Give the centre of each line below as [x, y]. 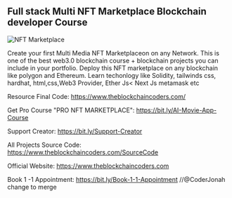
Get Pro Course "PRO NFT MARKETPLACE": [71, 110]
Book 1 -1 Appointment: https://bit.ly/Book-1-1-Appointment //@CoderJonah [116, 179]
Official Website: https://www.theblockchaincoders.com [88, 166]
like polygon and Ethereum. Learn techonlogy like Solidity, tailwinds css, [112, 75]
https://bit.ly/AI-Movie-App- [176, 110]
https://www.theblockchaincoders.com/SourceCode [83, 152]
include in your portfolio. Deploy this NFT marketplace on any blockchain [113, 68]
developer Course [47, 23]
